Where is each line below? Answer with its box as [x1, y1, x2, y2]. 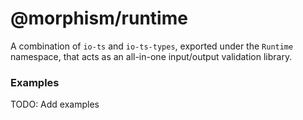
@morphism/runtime [10, 7, 188, 30]
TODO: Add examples [10, 98, 100, 111]
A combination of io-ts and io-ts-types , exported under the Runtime [10, 40, 294, 52]
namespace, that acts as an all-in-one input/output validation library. [10, 50, 293, 62]
